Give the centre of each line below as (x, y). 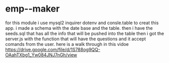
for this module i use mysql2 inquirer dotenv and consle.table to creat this (82, 23)
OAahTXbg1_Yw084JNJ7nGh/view (41, 55)
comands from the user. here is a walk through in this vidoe (67, 44)
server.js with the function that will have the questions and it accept (76, 39)
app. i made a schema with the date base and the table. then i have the (79, 28)
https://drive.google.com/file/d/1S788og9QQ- (53, 49)
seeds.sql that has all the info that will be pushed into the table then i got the (85, 33)
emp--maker (32, 9)
